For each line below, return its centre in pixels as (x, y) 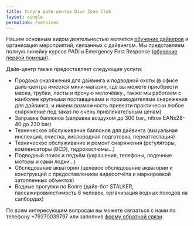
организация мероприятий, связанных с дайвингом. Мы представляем (95, 45)
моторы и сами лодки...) (45, 161)
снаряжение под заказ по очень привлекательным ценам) (88, 112)
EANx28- (174, 118)
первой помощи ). (28, 58)
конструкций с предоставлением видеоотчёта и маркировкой (93, 174)
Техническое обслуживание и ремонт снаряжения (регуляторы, (95, 143)
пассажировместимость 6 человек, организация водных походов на (101, 193)
